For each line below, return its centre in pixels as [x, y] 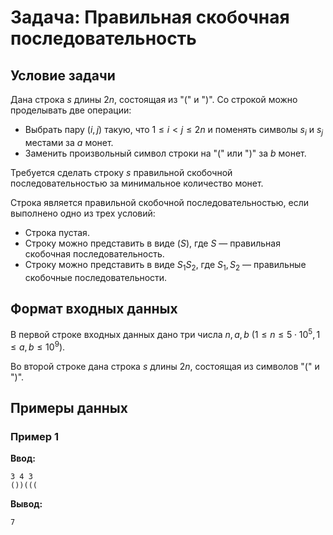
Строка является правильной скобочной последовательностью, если [159, 202]
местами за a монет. [69, 142]
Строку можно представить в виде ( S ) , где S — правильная [152, 243]
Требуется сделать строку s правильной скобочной [121, 172]
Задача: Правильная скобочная [150, 17]
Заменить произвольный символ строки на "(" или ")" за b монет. [165, 153]
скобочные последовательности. [96, 277]
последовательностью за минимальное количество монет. [137, 183]
